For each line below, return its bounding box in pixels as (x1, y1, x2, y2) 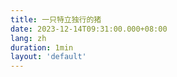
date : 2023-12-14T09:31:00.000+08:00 (10, 24, 168, 34)
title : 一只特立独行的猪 (10, 14, 102, 25)
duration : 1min (10, 42, 74, 53)
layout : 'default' (10, 52, 87, 62)
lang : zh (10, 33, 47, 43)
